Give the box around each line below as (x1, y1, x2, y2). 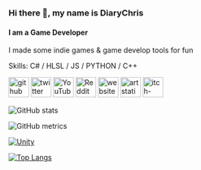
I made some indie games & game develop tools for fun (8, 45, 194, 55)
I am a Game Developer (8, 28, 88, 37)
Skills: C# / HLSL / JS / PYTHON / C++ (8, 61, 138, 71)
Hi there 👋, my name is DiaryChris (8, 7, 144, 19)
